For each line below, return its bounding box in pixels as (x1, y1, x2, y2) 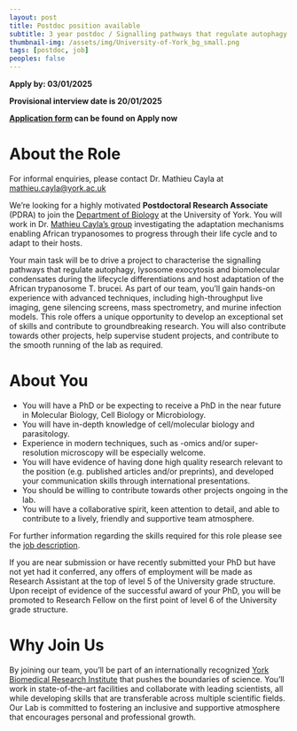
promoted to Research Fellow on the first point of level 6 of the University (9, 594, 277, 605)
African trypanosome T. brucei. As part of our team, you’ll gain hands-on (9, 283, 276, 294)
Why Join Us (9, 635, 105, 656)
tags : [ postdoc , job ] (9, 46, 90, 55)
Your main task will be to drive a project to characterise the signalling (9, 255, 262, 265)
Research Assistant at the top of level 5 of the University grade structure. (9, 576, 277, 586)
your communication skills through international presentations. (21, 476, 251, 486)
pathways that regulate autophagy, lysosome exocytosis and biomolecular (9, 263, 280, 275)
